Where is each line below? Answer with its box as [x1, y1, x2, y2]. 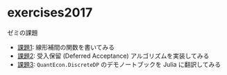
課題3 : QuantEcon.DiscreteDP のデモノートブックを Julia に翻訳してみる [17, 60, 221, 68]
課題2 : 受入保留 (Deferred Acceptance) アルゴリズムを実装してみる [17, 52, 210, 60]
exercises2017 [7, 5, 93, 21]
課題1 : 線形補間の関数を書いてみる [17, 43, 115, 51]
